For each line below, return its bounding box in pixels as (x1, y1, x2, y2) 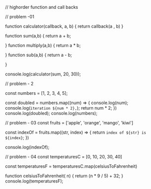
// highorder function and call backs (5, 4, 78, 10)
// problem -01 (5, 14, 35, 19)
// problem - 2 (5, 81, 34, 86)
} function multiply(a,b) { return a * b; (5, 42, 81, 48)
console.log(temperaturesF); (5, 178, 63, 184)
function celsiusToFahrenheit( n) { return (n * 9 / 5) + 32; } (5, 173, 124, 179)
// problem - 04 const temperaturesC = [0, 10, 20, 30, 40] (5, 154, 122, 159)
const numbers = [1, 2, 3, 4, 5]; (5, 90, 68, 96)
